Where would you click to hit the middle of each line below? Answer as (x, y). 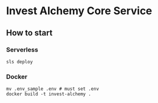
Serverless (22, 50)
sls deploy (20, 62)
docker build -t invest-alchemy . (49, 94)
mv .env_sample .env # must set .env (53, 89)
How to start (29, 33)
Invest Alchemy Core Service (79, 11)
